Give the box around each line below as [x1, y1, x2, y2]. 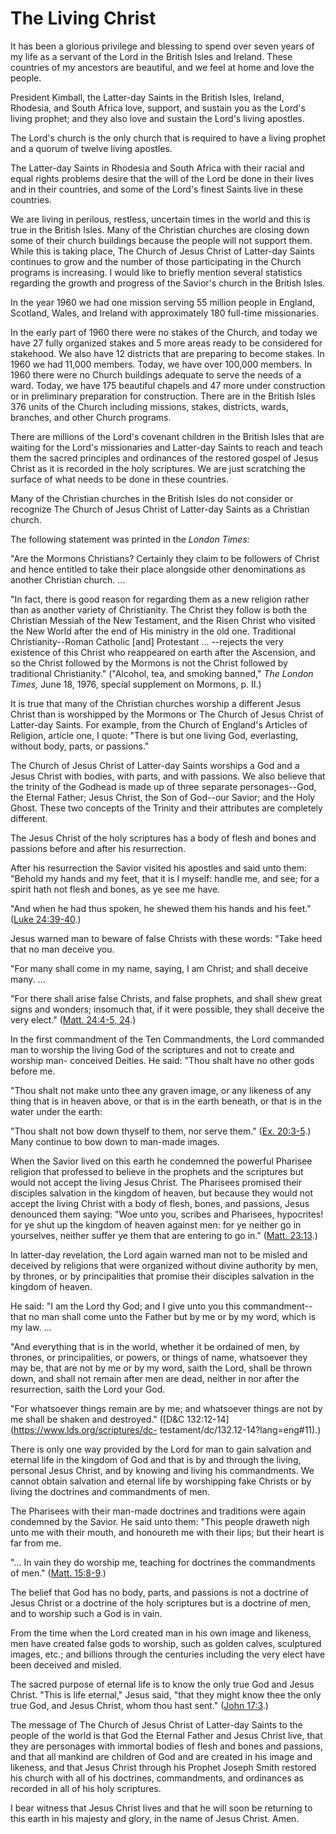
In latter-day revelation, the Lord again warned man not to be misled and [10, 1248, 308, 1261]
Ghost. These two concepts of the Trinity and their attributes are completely [10, 802, 323, 814]
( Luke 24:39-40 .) [10, 913, 82, 925]
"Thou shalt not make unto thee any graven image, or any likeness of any [10, 1084, 312, 1096]
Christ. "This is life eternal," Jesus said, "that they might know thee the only [10, 1688, 322, 1701]
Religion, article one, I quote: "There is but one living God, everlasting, [10, 729, 299, 741]
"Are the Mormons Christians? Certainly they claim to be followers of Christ [10, 552, 320, 564]
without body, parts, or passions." [10, 740, 150, 752]
